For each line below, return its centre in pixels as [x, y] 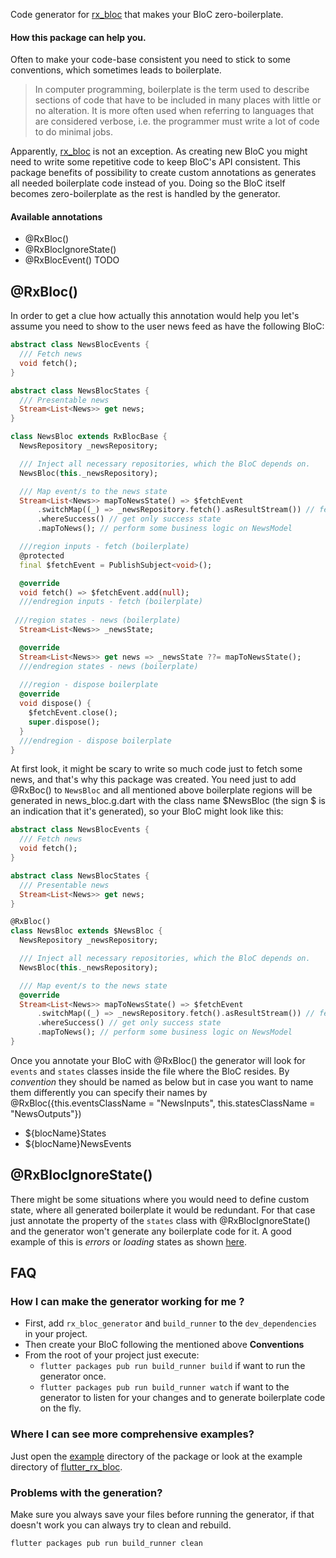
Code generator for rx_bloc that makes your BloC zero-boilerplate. [147, 14]
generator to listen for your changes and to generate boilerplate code [182, 1398]
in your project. [56, 1334]
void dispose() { [55, 704]
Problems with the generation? [86, 1492]
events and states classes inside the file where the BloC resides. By [150, 1071]
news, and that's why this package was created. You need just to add [153, 780]
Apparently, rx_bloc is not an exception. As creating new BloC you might [159, 151]
